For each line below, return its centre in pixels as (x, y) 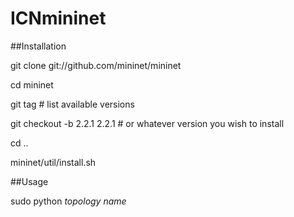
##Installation (38, 46)
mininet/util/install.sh (53, 162)
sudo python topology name (68, 201)
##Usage (29, 181)
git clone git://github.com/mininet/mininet (96, 65)
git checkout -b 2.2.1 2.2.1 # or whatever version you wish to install (147, 123)
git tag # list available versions (72, 104)
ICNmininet (58, 18)
